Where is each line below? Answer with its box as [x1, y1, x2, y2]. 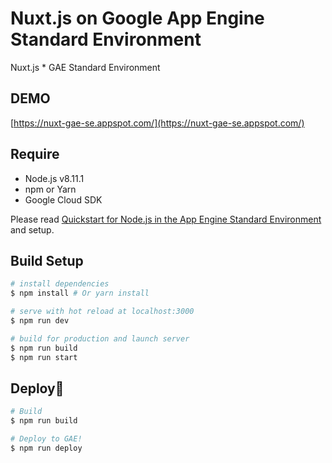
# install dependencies [10, 279, 110, 289]
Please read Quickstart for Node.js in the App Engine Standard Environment [10, 213, 322, 225]
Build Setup [10, 252, 84, 269]
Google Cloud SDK [24, 193, 103, 206]
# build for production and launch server [10, 333, 190, 344]
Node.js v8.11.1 [24, 172, 85, 184]
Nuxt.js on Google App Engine [10, 7, 265, 30]
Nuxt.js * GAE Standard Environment [10, 61, 161, 73]
